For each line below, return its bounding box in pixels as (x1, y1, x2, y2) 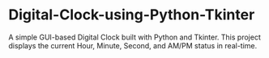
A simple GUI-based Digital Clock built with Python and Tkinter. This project (8, 32, 261, 42)
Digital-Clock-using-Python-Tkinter (8, 6, 255, 24)
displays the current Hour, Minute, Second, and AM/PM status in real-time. (8, 40, 258, 50)
